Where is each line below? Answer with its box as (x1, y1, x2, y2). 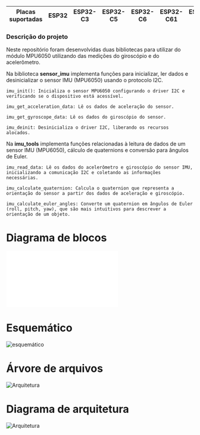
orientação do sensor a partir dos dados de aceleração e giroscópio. (6, 191, 185, 197)
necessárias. (6, 175, 39, 181)
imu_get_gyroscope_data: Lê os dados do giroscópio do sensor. (6, 114, 167, 120)
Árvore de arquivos (6, 362, 103, 375)
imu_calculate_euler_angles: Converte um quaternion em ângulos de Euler (6, 201, 193, 207)
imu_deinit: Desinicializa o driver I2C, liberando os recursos (6, 125, 169, 130)
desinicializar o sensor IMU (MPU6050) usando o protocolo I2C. (6, 77, 164, 84)
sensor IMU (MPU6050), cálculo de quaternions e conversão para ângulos (6, 147, 189, 154)
